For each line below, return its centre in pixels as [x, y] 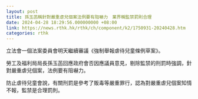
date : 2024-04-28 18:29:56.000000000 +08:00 [62, 22]
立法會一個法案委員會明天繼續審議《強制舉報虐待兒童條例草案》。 [85, 51]
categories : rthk [27, 33]
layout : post [22, 11]
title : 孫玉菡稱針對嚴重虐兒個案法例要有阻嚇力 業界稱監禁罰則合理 [79, 17]
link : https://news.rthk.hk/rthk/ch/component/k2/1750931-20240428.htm [96, 28]
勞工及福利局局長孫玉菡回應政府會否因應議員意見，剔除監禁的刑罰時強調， [96, 63]
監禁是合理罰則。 [42, 90]
